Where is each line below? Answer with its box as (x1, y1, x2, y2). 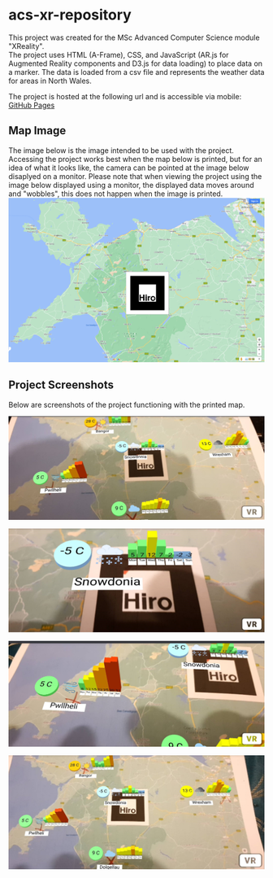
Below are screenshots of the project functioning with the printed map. (8, 400, 245, 409)
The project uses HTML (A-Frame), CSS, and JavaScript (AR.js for (8, 50, 229, 59)
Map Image (8, 124, 67, 138)
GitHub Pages (8, 100, 55, 110)
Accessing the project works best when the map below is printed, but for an (8, 154, 262, 164)
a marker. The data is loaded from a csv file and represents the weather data (8, 67, 265, 76)
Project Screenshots (8, 378, 114, 392)
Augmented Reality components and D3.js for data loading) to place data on (8, 59, 262, 68)
